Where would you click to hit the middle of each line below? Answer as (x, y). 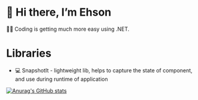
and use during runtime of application (61, 79)
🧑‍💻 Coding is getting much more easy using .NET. (68, 29)
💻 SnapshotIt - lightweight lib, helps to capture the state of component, (104, 70)
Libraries (29, 53)
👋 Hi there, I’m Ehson (59, 12)
